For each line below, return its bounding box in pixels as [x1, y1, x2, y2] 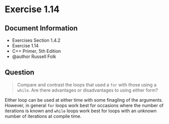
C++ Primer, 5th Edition [12, 48, 61, 54]
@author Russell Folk [12, 53, 57, 59]
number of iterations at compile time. [5, 113, 82, 119]
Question [5, 68, 34, 77]
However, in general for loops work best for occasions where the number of [5, 102, 164, 108]
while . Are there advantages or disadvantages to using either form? [17, 87, 158, 93]
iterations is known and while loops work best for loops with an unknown [5, 108, 157, 114]
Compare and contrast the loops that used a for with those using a [17, 81, 157, 87]
